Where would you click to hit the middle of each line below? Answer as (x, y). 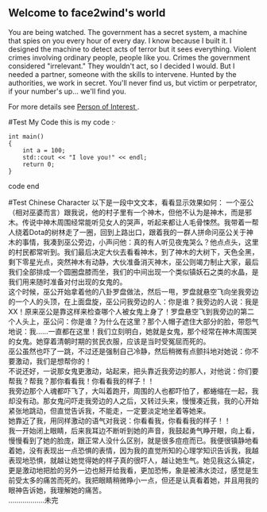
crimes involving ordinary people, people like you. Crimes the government (129, 57)
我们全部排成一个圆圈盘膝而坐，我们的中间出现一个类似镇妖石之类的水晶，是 (133, 271)
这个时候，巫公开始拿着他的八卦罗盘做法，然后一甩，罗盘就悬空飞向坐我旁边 (133, 291)
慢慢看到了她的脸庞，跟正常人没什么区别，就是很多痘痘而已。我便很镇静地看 (133, 441)
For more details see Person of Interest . (74, 106)
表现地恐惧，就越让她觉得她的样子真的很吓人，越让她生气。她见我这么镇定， (133, 460)
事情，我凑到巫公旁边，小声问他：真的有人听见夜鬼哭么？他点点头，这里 (140, 242)
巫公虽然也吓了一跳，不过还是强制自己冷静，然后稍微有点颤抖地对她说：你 (130, 351)
